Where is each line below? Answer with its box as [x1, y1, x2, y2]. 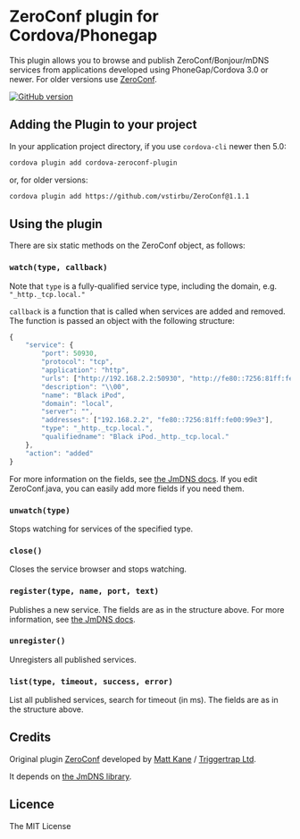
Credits [9, 730, 52, 745]
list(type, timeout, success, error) [9, 676, 174, 686]
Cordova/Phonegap [9, 25, 158, 46]
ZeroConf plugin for [9, 6, 159, 27]
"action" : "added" [25, 449, 94, 458]
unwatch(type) [9, 505, 71, 515]
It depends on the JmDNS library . [9, 771, 132, 782]
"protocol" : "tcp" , [41, 358, 114, 367]
